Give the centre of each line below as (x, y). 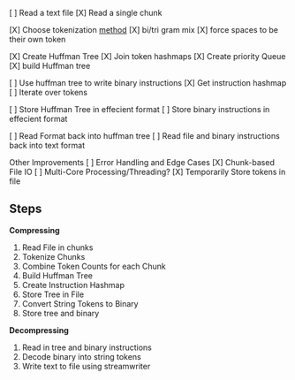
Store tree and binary (61, 313)
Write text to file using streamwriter (86, 366)
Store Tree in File (53, 294)
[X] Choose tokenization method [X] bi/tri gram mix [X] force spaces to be (144, 30)
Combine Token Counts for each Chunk (94, 266)
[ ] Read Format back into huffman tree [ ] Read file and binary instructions (144, 136)
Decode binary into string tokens (81, 356)
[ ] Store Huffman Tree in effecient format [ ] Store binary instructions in (140, 109)
